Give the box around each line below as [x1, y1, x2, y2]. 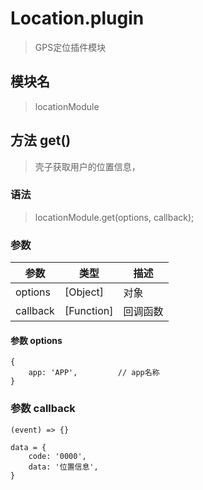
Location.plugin [10, 7, 145, 30]
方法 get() [10, 132, 72, 149]
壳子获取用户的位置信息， [34, 160, 141, 172]
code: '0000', [28, 451, 87, 461]
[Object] [64, 285, 104, 299]
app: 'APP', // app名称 [28, 368, 160, 378]
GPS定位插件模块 [34, 41, 107, 53]
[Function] [64, 304, 114, 318]
